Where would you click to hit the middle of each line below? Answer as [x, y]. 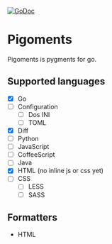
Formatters [33, 217]
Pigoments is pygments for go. [52, 59]
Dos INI [39, 114]
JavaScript [33, 147]
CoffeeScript [36, 155]
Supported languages [56, 82]
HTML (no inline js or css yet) [61, 171]
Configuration [38, 106]
